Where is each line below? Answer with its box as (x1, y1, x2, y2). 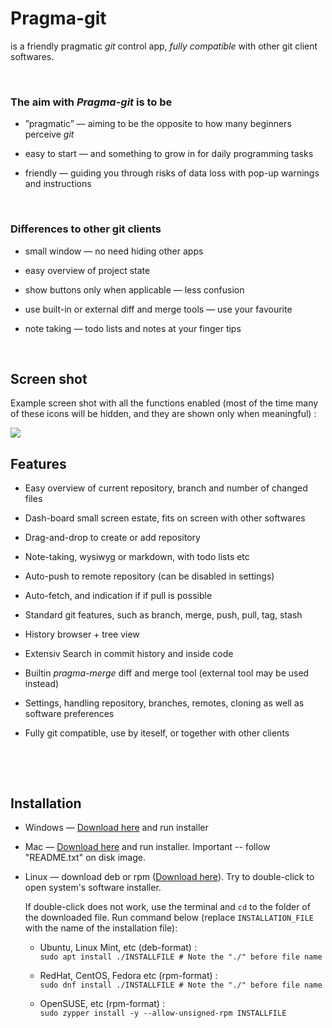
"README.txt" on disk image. (24, 851, 147, 863)
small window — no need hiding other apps (24, 245, 204, 257)
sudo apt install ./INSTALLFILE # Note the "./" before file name (39, 952, 323, 962)
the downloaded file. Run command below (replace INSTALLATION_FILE (24, 911, 314, 923)
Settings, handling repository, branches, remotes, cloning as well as (24, 697, 305, 709)
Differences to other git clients (10, 222, 162, 236)
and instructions (24, 178, 92, 190)
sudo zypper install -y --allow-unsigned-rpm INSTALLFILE (39, 1008, 287, 1018)
